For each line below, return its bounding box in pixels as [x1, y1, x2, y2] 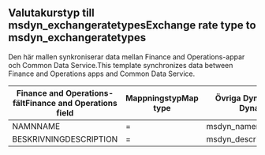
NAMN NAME [12, 120, 61, 131]
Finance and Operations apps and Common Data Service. [8, 69, 196, 78]
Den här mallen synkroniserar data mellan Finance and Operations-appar [8, 51, 245, 62]
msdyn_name [206, 120, 256, 131]
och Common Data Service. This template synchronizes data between [8, 60, 233, 70]
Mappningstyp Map [125, 93, 199, 104]
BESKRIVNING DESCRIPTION [12, 134, 118, 145]
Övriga [215, 93, 241, 104]
